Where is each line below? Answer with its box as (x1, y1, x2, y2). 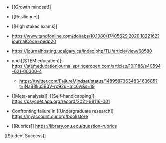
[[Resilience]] (11, 14, 40, 19)
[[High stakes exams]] (11, 23, 58, 29)
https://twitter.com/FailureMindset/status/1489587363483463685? (19, 78, 158, 84)
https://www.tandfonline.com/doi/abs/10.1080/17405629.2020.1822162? (11, 33, 160, 39)
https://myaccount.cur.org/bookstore (11, 113, 88, 119)
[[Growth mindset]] (11, 4, 51, 10)
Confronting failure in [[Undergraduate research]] (11, 108, 114, 114)
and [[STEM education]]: (11, 58, 63, 64)
